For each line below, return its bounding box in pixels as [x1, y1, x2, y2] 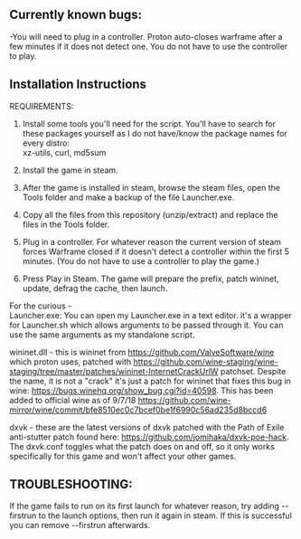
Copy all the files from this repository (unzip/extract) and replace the [22, 209, 278, 220]
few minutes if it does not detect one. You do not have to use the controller [9, 41, 288, 52]
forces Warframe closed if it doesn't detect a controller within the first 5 [22, 246, 290, 257]
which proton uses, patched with [9, 356, 132, 367]
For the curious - [9, 300, 72, 311]
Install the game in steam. [22, 165, 119, 175]
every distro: [22, 137, 71, 148]
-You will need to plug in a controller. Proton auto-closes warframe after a [9, 31, 283, 42]
